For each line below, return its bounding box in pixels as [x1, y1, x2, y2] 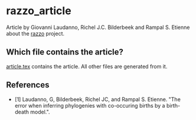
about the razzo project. [6, 30, 65, 37]
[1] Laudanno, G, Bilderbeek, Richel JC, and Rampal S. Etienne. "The [14, 96, 181, 103]
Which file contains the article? [6, 47, 124, 57]
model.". [30, 108, 50, 115]
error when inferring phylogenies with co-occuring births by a [14, 102, 165, 109]
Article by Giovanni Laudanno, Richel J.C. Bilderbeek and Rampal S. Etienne [6, 24, 190, 31]
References [6, 80, 50, 90]
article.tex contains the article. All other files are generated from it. [6, 63, 168, 70]
